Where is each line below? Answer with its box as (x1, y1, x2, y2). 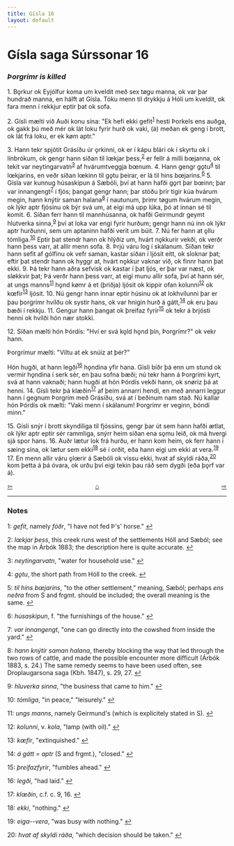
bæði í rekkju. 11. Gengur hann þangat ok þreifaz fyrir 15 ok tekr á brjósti (7, 305, 211, 315)
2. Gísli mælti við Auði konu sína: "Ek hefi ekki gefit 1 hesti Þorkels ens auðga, (7, 116, 227, 126)
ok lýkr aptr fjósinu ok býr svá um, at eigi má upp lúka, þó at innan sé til (7, 203, 212, 211)
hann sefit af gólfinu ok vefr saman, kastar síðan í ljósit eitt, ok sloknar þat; (7, 250, 221, 258)
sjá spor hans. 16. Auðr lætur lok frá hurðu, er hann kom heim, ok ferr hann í (7, 437, 224, 445)
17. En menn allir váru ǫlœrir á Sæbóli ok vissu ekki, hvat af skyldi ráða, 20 (7, 453, 217, 462)
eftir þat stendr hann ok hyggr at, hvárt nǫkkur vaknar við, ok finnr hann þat (7, 257, 224, 266)
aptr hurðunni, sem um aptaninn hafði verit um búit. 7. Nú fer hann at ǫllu (7, 226, 214, 234)
